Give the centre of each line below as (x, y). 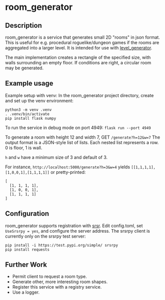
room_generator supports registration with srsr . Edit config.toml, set (74, 225)
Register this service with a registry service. (57, 287)
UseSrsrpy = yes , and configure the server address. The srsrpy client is (78, 231)
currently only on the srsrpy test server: (45, 236)
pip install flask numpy (31, 118)
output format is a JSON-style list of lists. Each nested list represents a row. (82, 142)
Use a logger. (26, 292)
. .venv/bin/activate (27, 114)
